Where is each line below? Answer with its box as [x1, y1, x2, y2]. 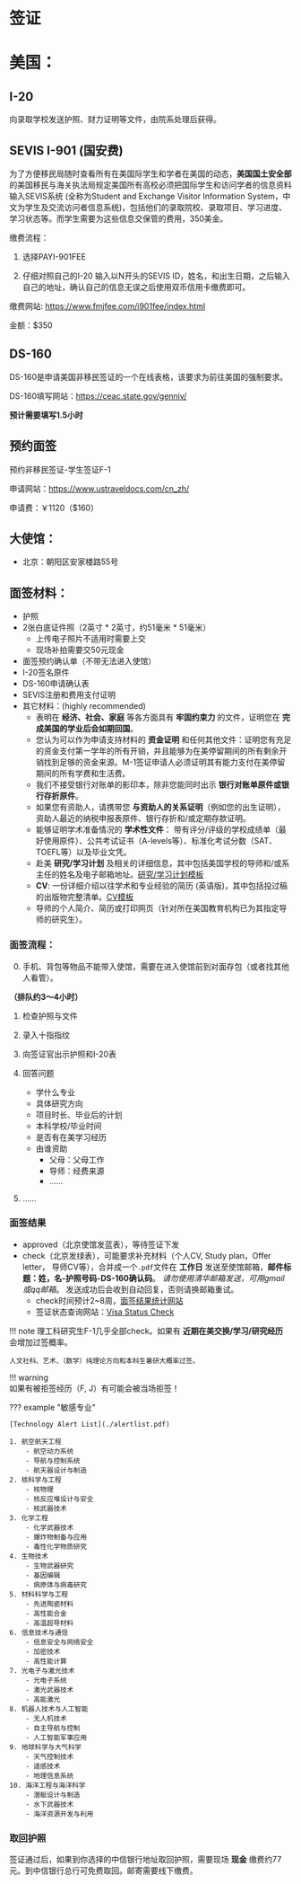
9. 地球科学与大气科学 [9, 1742, 82, 1752]
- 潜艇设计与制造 [25, 1790, 81, 1800]
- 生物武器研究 [25, 1561, 74, 1570]
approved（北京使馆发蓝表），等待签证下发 [21, 1239, 180, 1250]
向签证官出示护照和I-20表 [21, 1048, 116, 1059]
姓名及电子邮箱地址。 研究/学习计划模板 [59, 869, 204, 880]
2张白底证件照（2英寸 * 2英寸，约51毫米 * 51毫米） [21, 622, 211, 633]
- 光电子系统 [25, 1676, 67, 1685]
